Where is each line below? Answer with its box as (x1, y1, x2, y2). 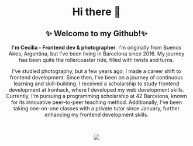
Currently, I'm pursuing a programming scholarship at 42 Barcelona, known (6, 93, 187, 99)
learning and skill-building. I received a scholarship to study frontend (13, 80, 180, 87)
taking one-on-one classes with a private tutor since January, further (13, 105, 180, 112)
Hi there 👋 (72, 5, 121, 19)
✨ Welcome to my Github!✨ (46, 29, 147, 39)
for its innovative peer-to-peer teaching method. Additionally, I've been (11, 99, 182, 106)
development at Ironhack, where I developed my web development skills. (9, 86, 184, 93)
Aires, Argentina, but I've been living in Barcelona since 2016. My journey (8, 50, 185, 57)
